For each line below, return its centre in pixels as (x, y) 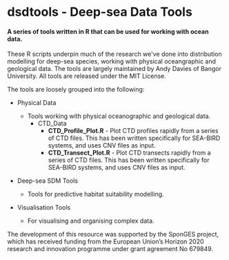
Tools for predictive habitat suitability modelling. (96, 194)
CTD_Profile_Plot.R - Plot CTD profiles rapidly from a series (133, 131)
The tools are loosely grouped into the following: (76, 90)
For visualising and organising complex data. (91, 221)
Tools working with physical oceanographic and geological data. (119, 116)
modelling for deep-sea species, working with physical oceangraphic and (111, 61)
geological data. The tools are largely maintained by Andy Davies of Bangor (114, 69)
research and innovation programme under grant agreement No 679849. (110, 249)
